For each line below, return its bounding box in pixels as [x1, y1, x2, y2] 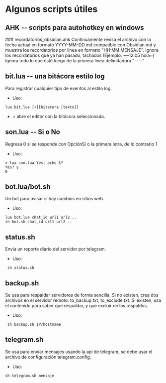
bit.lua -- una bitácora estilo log [5, 72, 105, 81]
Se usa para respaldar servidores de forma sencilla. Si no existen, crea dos [5, 292, 159, 298]
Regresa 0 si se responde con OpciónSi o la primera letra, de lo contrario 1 [5, 141, 158, 147]
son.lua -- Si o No [5, 128, 61, 136]
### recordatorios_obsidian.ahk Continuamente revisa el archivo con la [5, 36, 151, 42]
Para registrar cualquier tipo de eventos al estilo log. [5, 85, 112, 91]
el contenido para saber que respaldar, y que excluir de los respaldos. [5, 303, 148, 309]
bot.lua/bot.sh [5, 183, 51, 191]
